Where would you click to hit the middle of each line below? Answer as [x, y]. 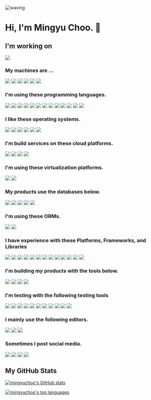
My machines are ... [29, 70]
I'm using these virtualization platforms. [54, 168]
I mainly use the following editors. [47, 319]
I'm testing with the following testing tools [57, 295]
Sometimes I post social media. [43, 344]
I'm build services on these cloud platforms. [59, 143]
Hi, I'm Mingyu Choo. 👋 [53, 28]
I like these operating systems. [43, 119]
